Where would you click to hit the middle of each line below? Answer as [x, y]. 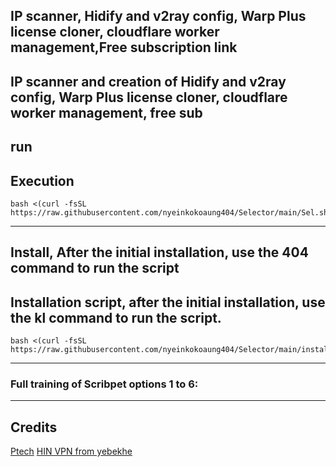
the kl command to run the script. [116, 317]
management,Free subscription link [124, 47]
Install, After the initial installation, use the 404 [159, 252]
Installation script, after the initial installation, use [168, 302]
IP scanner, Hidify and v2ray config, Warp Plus [158, 16]
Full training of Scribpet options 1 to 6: [104, 384]
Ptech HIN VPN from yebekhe [71, 451]
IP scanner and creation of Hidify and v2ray [148, 81]
